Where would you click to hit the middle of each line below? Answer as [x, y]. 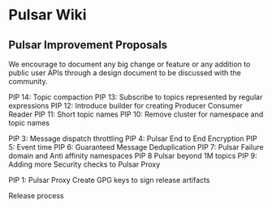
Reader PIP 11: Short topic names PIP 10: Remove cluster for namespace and [136, 114]
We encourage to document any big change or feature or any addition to [130, 64]
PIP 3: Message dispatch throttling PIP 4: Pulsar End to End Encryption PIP [133, 138]
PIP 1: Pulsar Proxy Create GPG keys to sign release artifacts [109, 180]
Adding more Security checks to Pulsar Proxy [84, 164]
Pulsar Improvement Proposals [88, 45]
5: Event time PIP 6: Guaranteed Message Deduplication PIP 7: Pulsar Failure [136, 147]
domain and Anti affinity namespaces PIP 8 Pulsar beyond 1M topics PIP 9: [133, 156]
